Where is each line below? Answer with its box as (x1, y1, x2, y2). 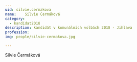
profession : (5, 30, 29, 35)
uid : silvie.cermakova (5, 7, 51, 12)
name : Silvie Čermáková (5, 12, 60, 17)
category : (5, 16, 25, 21)
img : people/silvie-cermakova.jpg (5, 35, 76, 40)
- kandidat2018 (9, 21, 41, 26)
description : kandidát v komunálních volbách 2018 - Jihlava (5, 25, 133, 30)
